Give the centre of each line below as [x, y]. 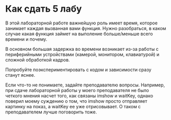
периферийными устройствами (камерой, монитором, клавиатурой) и [82, 54]
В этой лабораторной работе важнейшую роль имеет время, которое [81, 23]
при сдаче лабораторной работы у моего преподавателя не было [77, 90]
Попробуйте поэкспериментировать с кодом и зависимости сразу [78, 70]
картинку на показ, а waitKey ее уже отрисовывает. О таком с [73, 106]
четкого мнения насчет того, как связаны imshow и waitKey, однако [79, 96]
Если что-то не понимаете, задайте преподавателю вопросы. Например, [85, 85]
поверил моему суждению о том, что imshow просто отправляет [76, 101]
